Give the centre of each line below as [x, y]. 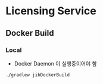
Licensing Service [51, 11]
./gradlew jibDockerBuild [38, 75]
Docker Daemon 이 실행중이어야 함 [55, 63]
